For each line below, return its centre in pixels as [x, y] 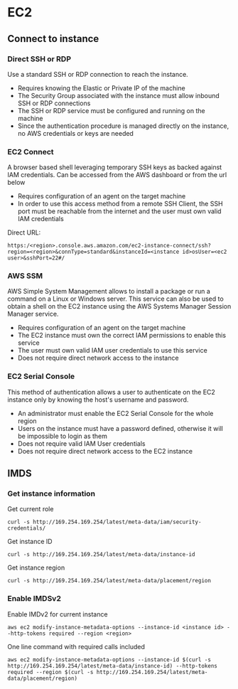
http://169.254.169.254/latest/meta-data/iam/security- [117, 522]
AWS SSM [25, 276]
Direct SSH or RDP [39, 59]
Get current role [31, 509]
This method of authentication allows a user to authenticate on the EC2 [111, 392]
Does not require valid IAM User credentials [81, 443]
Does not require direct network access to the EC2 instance [105, 451]
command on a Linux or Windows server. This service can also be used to [115, 299]
